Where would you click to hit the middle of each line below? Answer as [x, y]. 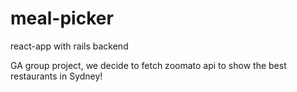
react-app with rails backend [69, 46]
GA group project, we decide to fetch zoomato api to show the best [148, 65]
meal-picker [62, 18]
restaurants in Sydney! [56, 76]
